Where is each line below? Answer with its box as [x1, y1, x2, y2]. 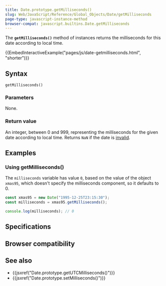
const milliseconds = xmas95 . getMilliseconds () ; [5, 200, 108, 205]
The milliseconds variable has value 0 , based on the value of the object [5, 175, 151, 181]
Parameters [5, 94, 34, 101]
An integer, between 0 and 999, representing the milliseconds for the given [5, 129, 159, 135]
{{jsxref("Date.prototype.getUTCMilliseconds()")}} [12, 270, 115, 276]
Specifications [5, 222, 51, 231]
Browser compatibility [5, 239, 75, 248]
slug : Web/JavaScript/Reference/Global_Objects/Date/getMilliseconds [5, 12, 152, 17]
